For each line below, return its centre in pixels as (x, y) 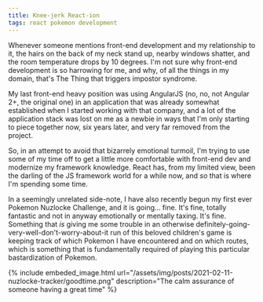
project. (21, 135)
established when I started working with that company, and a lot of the (122, 110)
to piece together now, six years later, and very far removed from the (119, 127)
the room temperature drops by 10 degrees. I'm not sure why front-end (123, 62)
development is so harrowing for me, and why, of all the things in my (119, 70)
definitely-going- (223, 224)
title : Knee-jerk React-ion (54, 15)
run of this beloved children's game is (171, 232)
